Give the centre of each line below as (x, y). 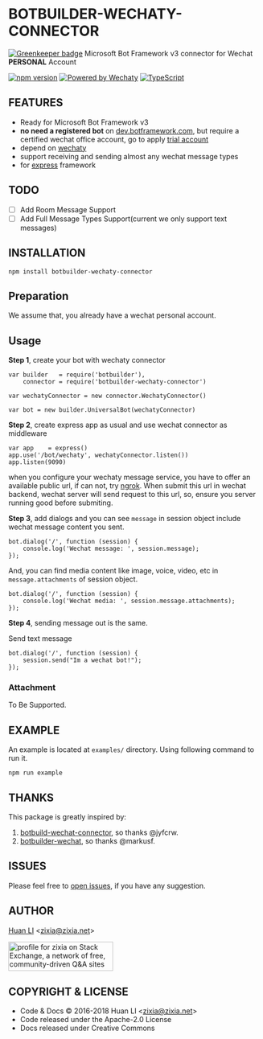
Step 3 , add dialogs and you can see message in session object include (125, 519)
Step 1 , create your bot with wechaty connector (87, 360)
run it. (18, 758)
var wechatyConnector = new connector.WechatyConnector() (107, 396)
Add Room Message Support (68, 209)
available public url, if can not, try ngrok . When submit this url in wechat (127, 486)
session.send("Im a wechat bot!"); (82, 660)
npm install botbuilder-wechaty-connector (80, 271)
